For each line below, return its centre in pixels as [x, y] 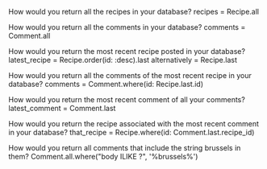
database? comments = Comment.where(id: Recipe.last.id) [106, 84]
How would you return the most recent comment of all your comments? [127, 99]
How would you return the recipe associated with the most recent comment [134, 124]
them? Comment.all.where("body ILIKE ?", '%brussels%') [103, 157]
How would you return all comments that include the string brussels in [125, 148]
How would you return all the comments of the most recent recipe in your [130, 75]
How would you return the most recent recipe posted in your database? [127, 51]
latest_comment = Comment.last [62, 108]
